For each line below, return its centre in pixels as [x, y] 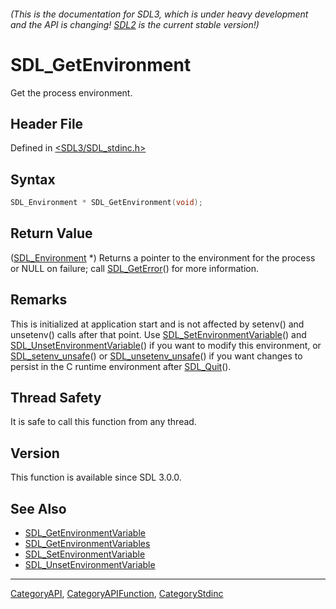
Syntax [33, 179]
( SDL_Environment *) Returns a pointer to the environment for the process [163, 257]
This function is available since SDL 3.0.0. [96, 477]
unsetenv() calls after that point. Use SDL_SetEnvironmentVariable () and [158, 334]
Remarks [39, 300]
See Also [38, 508]
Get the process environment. [71, 92]
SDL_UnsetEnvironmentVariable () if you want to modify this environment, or [166, 345]
